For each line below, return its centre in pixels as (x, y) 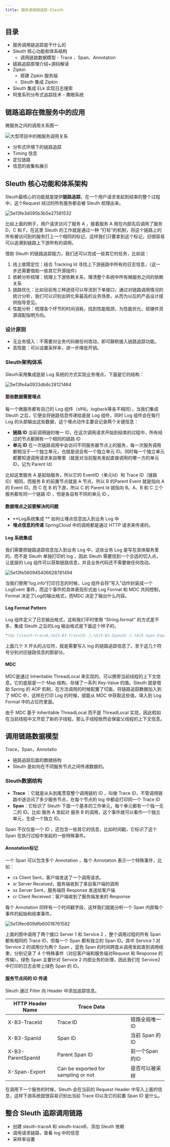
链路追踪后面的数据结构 (37, 760)
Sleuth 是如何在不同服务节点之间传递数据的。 (60, 766)
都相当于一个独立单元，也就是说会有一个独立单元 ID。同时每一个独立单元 (89, 451)
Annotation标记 (22, 848)
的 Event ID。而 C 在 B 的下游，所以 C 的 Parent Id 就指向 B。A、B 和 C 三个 (84, 487)
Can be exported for (81, 1069)
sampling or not (76, 1075)
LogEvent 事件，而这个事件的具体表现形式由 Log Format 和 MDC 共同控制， (84, 590)
